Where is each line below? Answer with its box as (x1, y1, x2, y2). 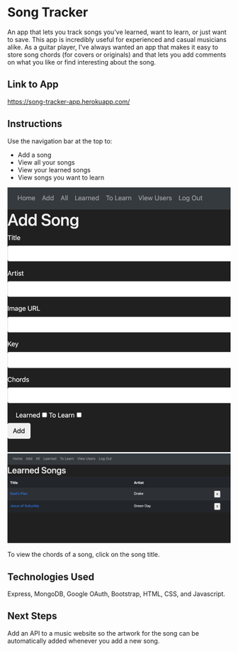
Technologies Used (7, 570, 94, 582)
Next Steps (7, 610, 57, 622)
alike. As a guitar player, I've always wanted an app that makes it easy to (7, 43, 218, 51)
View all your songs (17, 158, 76, 167)
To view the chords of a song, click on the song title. (7, 551, 161, 559)
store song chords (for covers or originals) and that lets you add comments (7, 50, 227, 59)
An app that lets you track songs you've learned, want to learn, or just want (7, 28, 227, 36)
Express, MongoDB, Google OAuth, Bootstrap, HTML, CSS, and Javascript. (7, 590, 225, 598)
